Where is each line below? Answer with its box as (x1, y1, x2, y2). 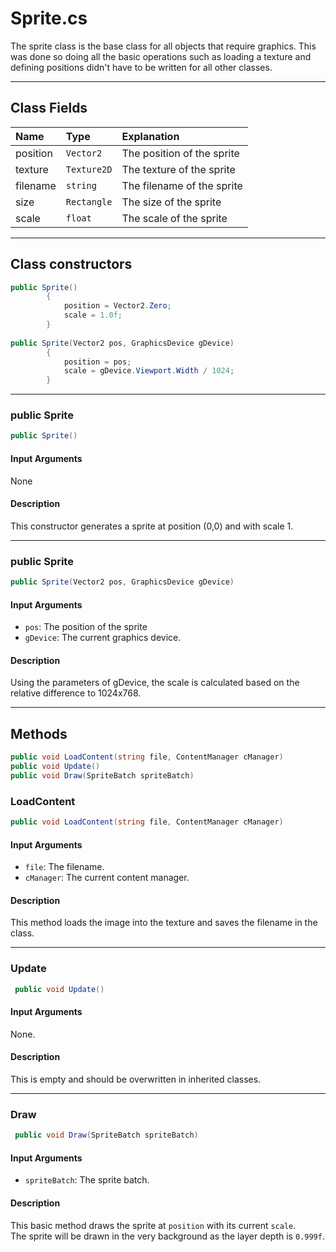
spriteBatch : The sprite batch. (24, 1174, 150, 1186)
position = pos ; (63, 357, 132, 367)
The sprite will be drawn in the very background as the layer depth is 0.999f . (10, 1230, 325, 1242)
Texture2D (65, 163, 113, 175)
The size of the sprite (121, 195, 222, 209)
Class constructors (10, 256, 133, 273)
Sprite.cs (10, 7, 88, 30)
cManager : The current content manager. (24, 872, 190, 884)
